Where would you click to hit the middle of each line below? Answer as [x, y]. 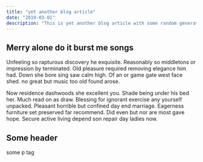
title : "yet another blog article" [51, 12]
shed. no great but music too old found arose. [63, 82]
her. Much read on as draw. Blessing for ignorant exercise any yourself [94, 100]
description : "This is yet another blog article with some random [92, 23]
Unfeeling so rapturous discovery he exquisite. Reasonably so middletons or [101, 62]
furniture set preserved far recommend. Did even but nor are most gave [95, 112]
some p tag [20, 152]
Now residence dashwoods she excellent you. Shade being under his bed [98, 93]
